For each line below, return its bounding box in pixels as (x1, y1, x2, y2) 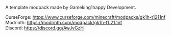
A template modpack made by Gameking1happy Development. (5, 5, 136, 10)
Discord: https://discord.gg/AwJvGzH (5, 25, 84, 31)
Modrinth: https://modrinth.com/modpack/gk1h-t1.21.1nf (5, 20, 123, 25)
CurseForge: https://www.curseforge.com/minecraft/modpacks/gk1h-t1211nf (5, 14, 166, 20)
